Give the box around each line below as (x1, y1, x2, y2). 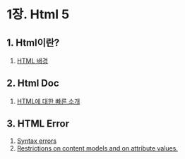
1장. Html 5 (6, 6, 70, 23)
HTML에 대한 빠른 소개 (16, 96, 80, 106)
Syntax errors (16, 136, 57, 145)
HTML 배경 (16, 57, 49, 65)
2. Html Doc (6, 77, 59, 89)
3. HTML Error (6, 117, 70, 130)
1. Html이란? (6, 37, 60, 49)
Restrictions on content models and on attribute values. (16, 144, 178, 152)
